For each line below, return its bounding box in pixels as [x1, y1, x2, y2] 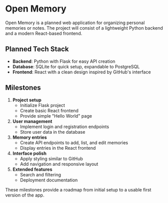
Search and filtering [20, 171, 61, 177]
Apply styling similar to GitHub [20, 155, 83, 161]
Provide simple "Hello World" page [20, 113, 92, 119]
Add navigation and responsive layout [20, 161, 99, 167]
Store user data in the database [20, 129, 86, 135]
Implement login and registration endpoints [20, 124, 109, 130]
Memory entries [12, 134, 47, 140]
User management [12, 118, 53, 124]
